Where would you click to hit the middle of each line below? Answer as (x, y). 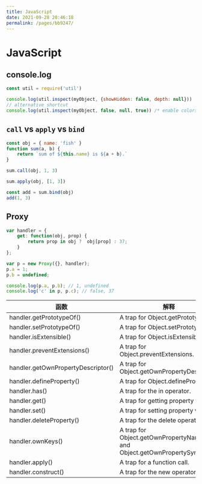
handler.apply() (31, 462)
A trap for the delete (148, 420)
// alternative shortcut (37, 105)
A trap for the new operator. (159, 472)
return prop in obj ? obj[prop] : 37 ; (78, 242)
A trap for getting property (157, 401)
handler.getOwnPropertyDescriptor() (62, 368)
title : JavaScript (29, 12)
